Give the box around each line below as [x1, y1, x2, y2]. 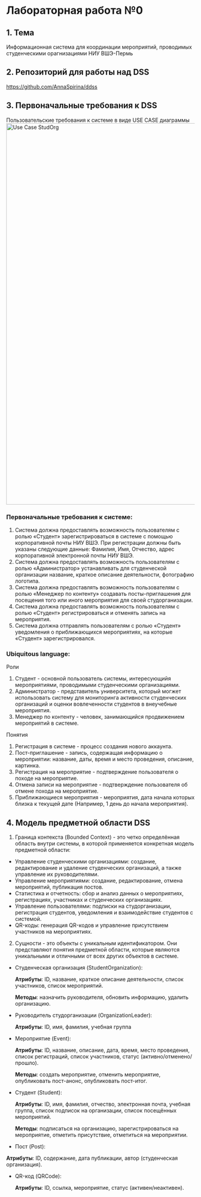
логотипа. [14, 577, 40, 584]
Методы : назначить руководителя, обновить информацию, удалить [14, 994, 189, 1001]
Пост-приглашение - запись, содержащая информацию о [14, 749, 163, 757]
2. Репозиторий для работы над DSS [6, 67, 150, 77]
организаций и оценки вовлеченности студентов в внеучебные [14, 700, 178, 708]
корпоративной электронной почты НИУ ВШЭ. [14, 551, 134, 559]
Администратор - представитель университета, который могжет [14, 688, 181, 695]
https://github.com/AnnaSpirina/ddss [6, 83, 98, 90]
